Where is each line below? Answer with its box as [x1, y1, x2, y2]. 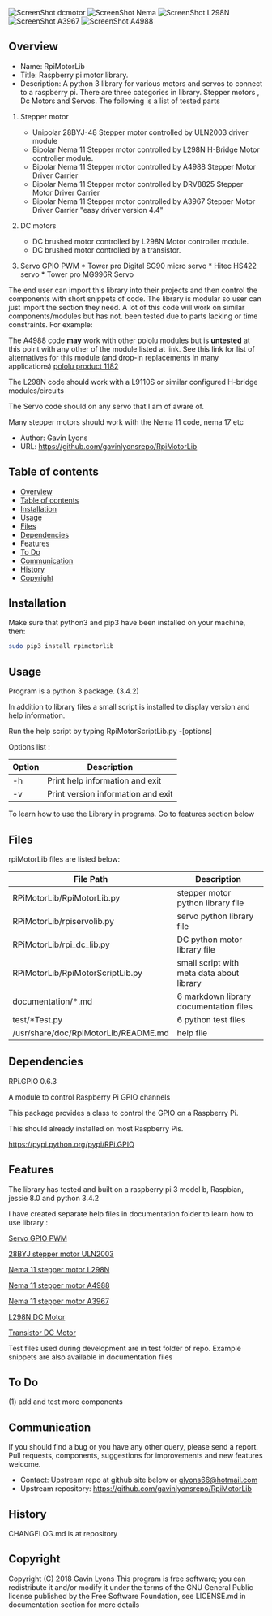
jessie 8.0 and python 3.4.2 [8, 1193, 100, 1203]
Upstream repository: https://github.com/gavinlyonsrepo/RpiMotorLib [19, 1484, 253, 1493]
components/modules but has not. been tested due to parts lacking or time [8, 311, 258, 321]
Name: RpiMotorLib [19, 61, 85, 71]
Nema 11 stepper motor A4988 [8, 1280, 111, 1290]
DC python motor [176, 934, 243, 945]
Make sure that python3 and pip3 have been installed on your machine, [8, 618, 246, 628]
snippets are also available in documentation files [8, 1352, 173, 1362]
